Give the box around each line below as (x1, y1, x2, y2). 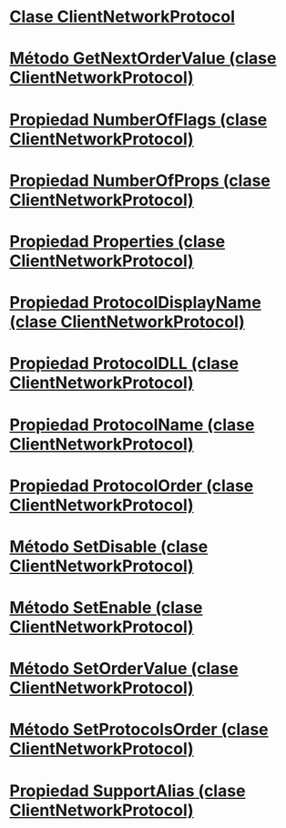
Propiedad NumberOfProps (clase (9, 170, 271, 190)
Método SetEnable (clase (9, 598, 203, 618)
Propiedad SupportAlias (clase (9, 781, 246, 801)
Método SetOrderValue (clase (9, 659, 239, 680)
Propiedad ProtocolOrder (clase (9, 475, 254, 496)
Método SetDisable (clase (9, 536, 209, 557)
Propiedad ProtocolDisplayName (9, 292, 261, 313)
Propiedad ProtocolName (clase (9, 414, 255, 434)
